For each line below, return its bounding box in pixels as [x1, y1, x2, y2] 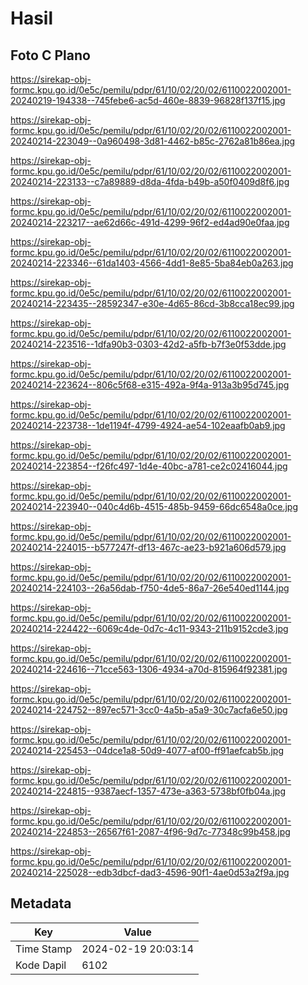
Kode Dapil [15, 958, 67, 972]
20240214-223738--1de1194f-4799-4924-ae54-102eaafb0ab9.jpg [10, 420, 286, 431]
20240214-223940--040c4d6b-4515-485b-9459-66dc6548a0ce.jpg [10, 501, 299, 512]
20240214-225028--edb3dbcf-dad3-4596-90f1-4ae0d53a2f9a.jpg [10, 867, 290, 878]
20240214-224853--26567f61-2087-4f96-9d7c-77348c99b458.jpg [10, 826, 291, 837]
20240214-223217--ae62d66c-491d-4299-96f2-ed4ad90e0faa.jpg [10, 217, 290, 228]
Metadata [10, 895, 72, 912]
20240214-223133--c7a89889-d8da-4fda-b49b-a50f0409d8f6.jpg [10, 176, 290, 187]
